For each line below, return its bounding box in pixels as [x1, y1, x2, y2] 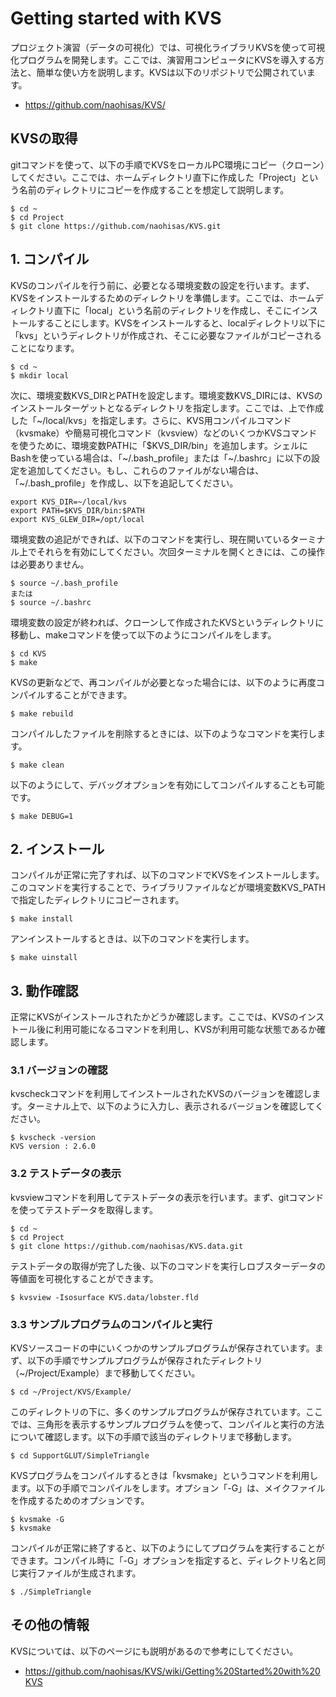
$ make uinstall [10, 953, 78, 963]
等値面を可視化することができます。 [10, 1272, 159, 1284]
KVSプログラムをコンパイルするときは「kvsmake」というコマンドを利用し [10, 1470, 319, 1482]
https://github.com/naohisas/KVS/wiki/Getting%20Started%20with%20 [24, 1665, 321, 1677]
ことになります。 [10, 342, 80, 354]
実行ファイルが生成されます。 [18, 1567, 142, 1579]
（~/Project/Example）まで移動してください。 [10, 1367, 201, 1379]
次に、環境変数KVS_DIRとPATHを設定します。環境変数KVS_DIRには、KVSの [10, 389, 323, 401]
